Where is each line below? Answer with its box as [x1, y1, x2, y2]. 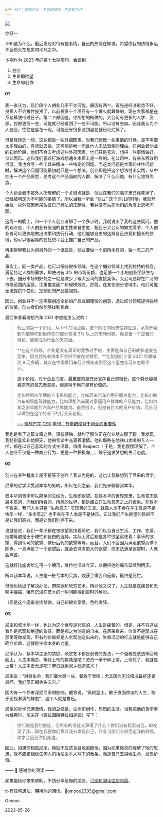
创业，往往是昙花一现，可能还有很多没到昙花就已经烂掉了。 [9, 126, 129, 132]
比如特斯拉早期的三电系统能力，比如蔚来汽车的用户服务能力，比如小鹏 [16, 392, 158, 398]
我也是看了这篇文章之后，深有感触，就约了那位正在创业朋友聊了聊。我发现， [5, 431, 158, 437]
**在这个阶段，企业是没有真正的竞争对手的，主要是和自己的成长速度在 [16, 347, 158, 353]
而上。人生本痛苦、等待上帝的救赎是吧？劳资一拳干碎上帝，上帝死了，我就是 [5, 657, 158, 663]
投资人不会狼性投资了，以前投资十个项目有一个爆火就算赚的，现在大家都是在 [5, 108, 158, 114]
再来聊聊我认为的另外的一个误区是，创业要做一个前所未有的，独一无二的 [5, 247, 149, 253]
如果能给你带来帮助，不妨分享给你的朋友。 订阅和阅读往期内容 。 [5, 778, 132, 783]
